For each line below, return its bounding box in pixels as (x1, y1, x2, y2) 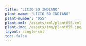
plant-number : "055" (5, 16, 47, 21)
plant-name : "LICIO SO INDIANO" (5, 11, 70, 16)
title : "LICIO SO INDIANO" (5, 7, 60, 12)
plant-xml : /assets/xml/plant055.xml (5, 20, 82, 25)
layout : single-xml (5, 29, 45, 34)
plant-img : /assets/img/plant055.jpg (5, 25, 82, 30)
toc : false (5, 34, 27, 39)
